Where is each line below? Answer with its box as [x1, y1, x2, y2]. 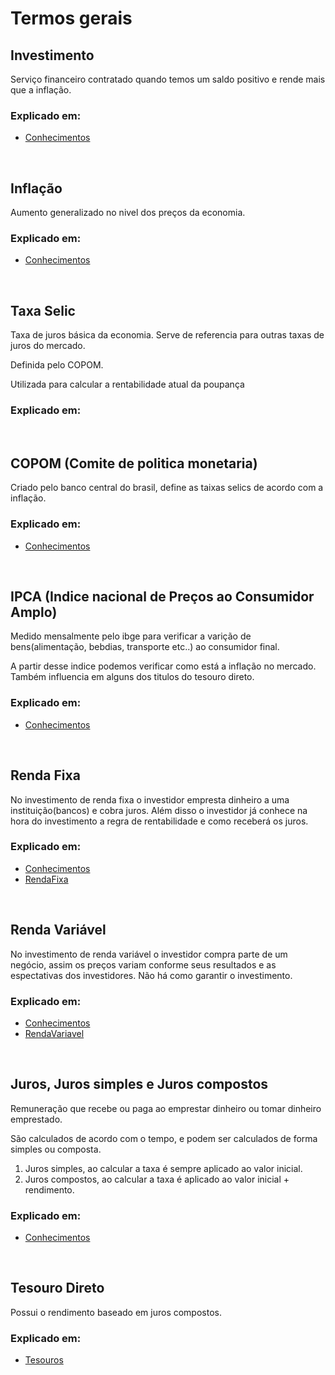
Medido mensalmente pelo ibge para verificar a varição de [10, 630, 252, 642]
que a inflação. [10, 84, 72, 96]
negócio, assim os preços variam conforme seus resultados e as [10, 958, 277, 971]
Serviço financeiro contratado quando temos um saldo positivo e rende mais [10, 73, 326, 85]
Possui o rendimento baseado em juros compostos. [10, 1306, 222, 1318]
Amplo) [10, 604, 58, 621]
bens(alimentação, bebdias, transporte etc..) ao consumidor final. [10, 641, 280, 653]
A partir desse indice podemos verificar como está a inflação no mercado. [10, 660, 317, 672]
